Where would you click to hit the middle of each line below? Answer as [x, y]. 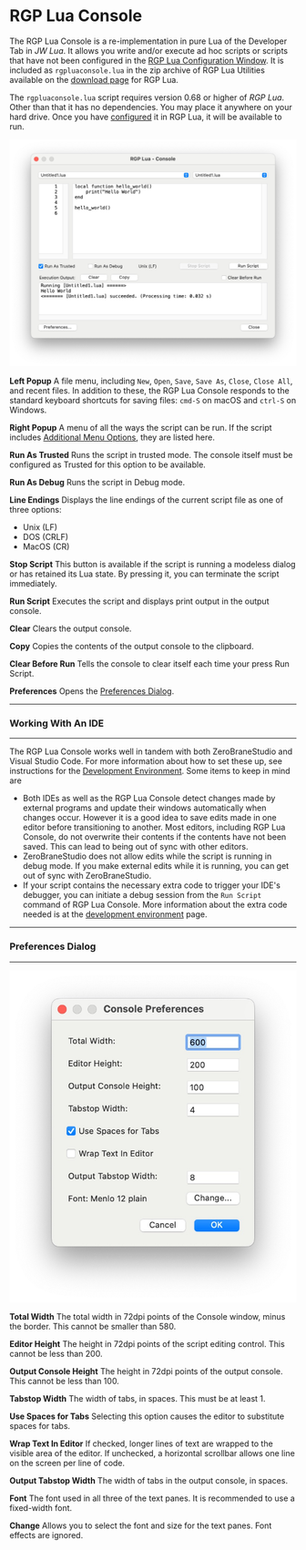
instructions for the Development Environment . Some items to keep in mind [150, 771]
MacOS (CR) [46, 546]
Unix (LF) [40, 527]
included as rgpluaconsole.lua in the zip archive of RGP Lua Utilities [138, 70]
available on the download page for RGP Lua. [94, 79]
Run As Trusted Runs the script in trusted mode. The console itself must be [151, 455]
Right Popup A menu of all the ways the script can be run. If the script [141, 428]
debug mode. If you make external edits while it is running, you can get [156, 866]
